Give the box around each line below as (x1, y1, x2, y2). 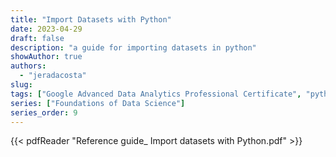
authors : (10, 61, 47, 71)
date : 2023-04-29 (10, 24, 83, 34)
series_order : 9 (10, 107, 78, 118)
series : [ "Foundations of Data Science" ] (10, 98, 186, 108)
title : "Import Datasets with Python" (10, 14, 172, 25)
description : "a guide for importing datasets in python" (10, 42, 257, 53)
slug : (10, 80, 33, 90)
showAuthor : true (10, 52, 83, 62)
